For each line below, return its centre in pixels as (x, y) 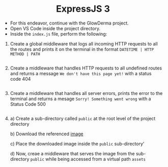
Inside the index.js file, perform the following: (59, 34)
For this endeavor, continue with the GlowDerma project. (69, 23)
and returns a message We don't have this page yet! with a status (81, 73)
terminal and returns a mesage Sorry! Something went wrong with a (80, 99)
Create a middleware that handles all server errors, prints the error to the (86, 93)
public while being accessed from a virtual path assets (88, 159)
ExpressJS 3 (83, 9)
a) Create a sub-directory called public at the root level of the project (83, 118)
